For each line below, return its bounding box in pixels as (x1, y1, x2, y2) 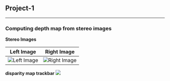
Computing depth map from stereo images (5, 25, 112, 32)
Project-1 (5, 4, 34, 13)
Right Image (45, 48, 75, 55)
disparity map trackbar (5, 70, 55, 76)
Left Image (10, 48, 36, 55)
